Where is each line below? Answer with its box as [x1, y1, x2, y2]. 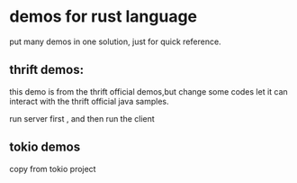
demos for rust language [9, 6, 198, 27]
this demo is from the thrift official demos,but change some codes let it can [9, 86, 288, 96]
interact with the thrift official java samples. [9, 96, 169, 106]
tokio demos [9, 140, 81, 155]
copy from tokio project [9, 163, 96, 174]
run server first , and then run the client [9, 113, 155, 124]
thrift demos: [9, 62, 84, 78]
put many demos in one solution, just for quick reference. [9, 36, 222, 47]
